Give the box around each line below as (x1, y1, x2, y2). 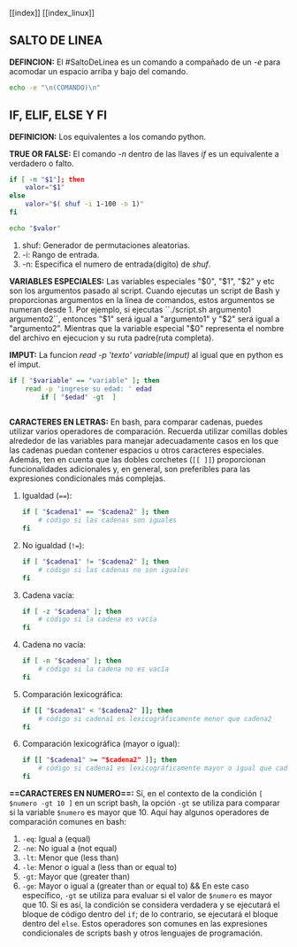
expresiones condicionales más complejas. (9, 473, 166, 484)
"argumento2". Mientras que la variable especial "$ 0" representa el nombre (9, 322, 285, 333)
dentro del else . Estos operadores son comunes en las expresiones (21, 919, 268, 928)
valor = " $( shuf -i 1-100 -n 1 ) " (25, 199, 144, 209)
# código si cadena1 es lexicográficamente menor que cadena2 (38, 714, 272, 723)
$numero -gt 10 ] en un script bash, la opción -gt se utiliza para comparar (9, 797, 280, 808)
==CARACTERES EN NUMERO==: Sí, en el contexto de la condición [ (9, 788, 263, 798)
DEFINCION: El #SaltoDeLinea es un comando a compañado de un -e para (9, 57, 281, 67)
